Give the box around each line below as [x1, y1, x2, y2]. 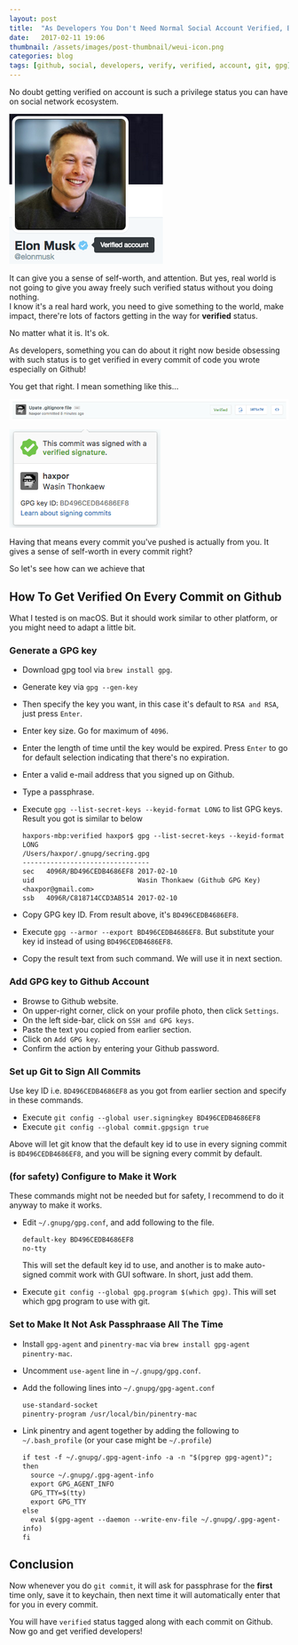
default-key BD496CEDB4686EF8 [21, 1235, 135, 1244]
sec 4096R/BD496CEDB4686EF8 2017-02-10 [21, 867, 177, 876]
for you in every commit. [9, 1600, 99, 1610]
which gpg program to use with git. [21, 1296, 151, 1306]
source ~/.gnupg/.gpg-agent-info [30, 1471, 154, 1480]
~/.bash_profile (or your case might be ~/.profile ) [21, 1434, 213, 1445]
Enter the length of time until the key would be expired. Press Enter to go [21, 743, 288, 754]
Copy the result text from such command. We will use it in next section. [21, 954, 283, 964]
